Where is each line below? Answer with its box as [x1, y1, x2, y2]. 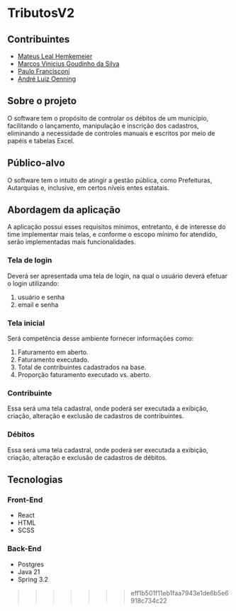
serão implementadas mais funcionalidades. [7, 237, 136, 246]
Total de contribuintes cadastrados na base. [17, 363, 147, 371]
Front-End [7, 495, 43, 505]
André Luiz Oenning [17, 74, 77, 83]
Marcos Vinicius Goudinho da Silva [17, 60, 120, 68]
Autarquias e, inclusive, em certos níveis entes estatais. [7, 183, 169, 192]
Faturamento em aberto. [17, 348, 89, 357]
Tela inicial [7, 318, 45, 327]
